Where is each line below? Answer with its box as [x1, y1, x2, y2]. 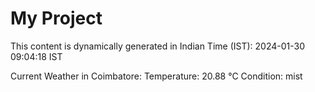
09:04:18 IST [10, 50, 63, 62]
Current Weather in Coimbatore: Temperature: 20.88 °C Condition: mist [10, 70, 303, 82]
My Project [10, 7, 103, 30]
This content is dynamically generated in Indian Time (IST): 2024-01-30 [10, 40, 305, 52]
